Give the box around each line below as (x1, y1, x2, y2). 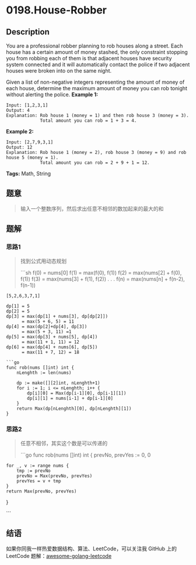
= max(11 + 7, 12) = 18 (21, 349, 80, 355)
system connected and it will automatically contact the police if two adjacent (6, 61, 190, 68)
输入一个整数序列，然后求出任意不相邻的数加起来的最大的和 (20, 205, 164, 212)
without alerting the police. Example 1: (6, 91, 98, 98)
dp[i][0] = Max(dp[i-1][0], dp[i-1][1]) (27, 390, 127, 396)
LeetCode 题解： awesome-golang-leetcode (6, 552, 112, 559)
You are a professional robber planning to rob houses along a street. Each (6, 42, 183, 49)
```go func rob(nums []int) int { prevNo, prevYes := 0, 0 (20, 451, 151, 458)
